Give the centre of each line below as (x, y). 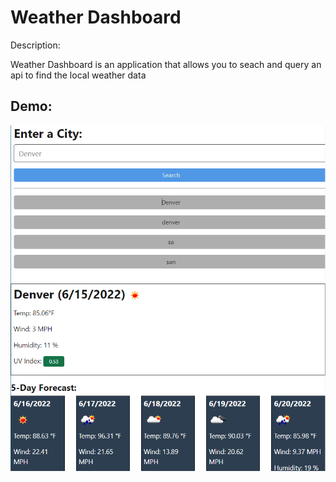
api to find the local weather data (78, 75)
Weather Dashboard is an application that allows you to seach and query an (166, 64)
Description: (35, 45)
